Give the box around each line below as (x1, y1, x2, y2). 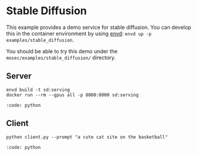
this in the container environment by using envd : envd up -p (6, 30, 152, 37)
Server (6, 71, 32, 81)
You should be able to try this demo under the (6, 47, 118, 54)
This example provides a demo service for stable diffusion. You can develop (6, 24, 191, 31)
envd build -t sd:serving (6, 87, 70, 93)
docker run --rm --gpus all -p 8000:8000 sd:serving (6, 92, 139, 98)
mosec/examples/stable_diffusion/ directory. (6, 54, 116, 61)
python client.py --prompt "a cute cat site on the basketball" (6, 134, 168, 140)
